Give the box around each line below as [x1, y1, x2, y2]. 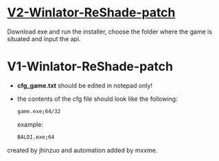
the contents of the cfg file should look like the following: [16, 95, 178, 103]
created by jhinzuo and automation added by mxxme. [7, 146, 158, 154]
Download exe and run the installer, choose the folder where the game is [7, 27, 213, 36]
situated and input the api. [7, 34, 81, 42]
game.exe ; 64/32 [16, 108, 61, 114]
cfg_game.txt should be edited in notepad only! [16, 81, 153, 90]
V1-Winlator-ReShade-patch [7, 59, 174, 75]
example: [16, 120, 43, 128]
